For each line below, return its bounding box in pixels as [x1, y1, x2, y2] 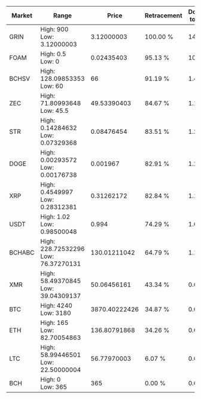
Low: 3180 [40, 309, 71, 317]
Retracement [144, 11, 182, 20]
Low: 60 [40, 82, 64, 90]
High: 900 [40, 25, 69, 33]
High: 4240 [40, 302, 73, 309]
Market [11, 11, 33, 20]
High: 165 [40, 319, 69, 327]
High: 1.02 [40, 213, 71, 220]
